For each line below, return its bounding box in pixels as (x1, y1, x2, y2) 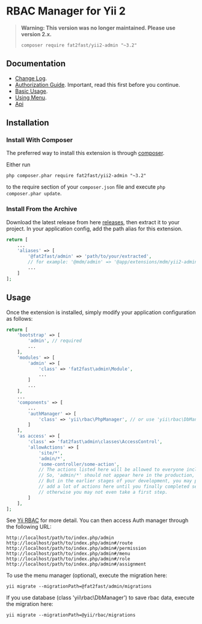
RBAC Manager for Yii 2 (6, 4, 126, 18)
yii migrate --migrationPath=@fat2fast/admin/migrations (6, 584, 152, 590)
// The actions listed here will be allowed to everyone (38, 467, 185, 473)
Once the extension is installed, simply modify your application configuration (6, 309, 197, 316)
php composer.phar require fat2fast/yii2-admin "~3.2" (6, 173, 147, 179)
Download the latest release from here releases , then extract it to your (6, 218, 180, 225)
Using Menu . (14, 93, 47, 101)
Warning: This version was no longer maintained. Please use (20, 24, 176, 31)
